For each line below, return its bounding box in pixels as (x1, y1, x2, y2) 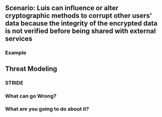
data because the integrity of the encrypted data (5, 19, 158, 28)
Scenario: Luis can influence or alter (5, 4, 119, 12)
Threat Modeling (5, 64, 58, 73)
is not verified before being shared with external (5, 27, 156, 35)
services (5, 34, 33, 43)
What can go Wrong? (5, 92, 57, 99)
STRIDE (5, 79, 24, 86)
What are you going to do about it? (5, 106, 90, 113)
